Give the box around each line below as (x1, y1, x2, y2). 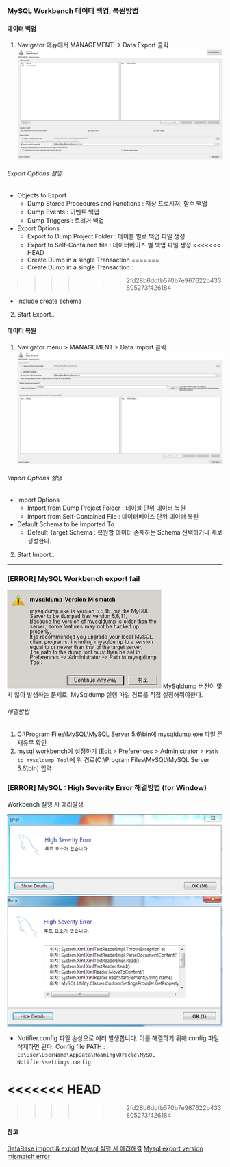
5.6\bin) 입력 (16, 764, 53, 772)
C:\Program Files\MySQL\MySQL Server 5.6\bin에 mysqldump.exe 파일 (16, 730, 216, 738)
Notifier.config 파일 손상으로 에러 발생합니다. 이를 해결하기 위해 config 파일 (16, 1033, 220, 1042)
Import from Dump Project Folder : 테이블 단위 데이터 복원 (27, 504, 186, 512)
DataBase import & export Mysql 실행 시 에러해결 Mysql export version (7, 1144, 203, 1153)
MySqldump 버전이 (162, 682, 216, 690)
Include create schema (16, 297, 82, 305)
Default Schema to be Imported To (16, 519, 115, 528)
